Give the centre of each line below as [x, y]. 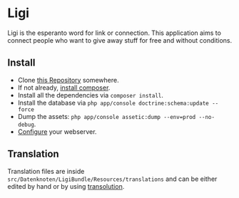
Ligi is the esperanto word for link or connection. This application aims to [114, 33]
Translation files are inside [46, 171]
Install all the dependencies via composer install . [91, 95]
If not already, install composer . [64, 88]
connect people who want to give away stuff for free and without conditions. [120, 40]
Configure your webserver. [57, 131]
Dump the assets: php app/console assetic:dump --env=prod [107, 116]
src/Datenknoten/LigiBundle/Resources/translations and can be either [112, 179]
